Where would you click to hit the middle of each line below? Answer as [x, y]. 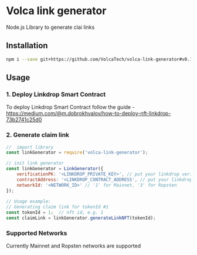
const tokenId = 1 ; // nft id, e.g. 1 [55, 213]
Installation [27, 46]
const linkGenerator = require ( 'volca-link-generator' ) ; [77, 153]
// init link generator [35, 163]
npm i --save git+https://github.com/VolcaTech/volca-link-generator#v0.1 [99, 59]
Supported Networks [37, 233]
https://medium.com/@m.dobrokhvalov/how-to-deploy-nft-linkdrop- [89, 114]
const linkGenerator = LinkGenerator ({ [55, 169]
